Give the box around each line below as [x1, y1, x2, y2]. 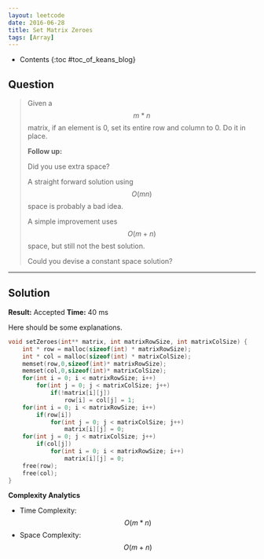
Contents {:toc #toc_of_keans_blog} [19, 55, 136, 64]
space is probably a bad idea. [27, 202, 124, 211]
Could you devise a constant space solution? [27, 257, 173, 266]
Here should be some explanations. [8, 323, 123, 332]
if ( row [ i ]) [36, 411, 72, 418]
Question [8, 78, 54, 91]
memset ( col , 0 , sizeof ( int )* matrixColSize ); [22, 367, 167, 375]
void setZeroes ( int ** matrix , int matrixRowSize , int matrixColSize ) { [8, 338, 247, 345]
